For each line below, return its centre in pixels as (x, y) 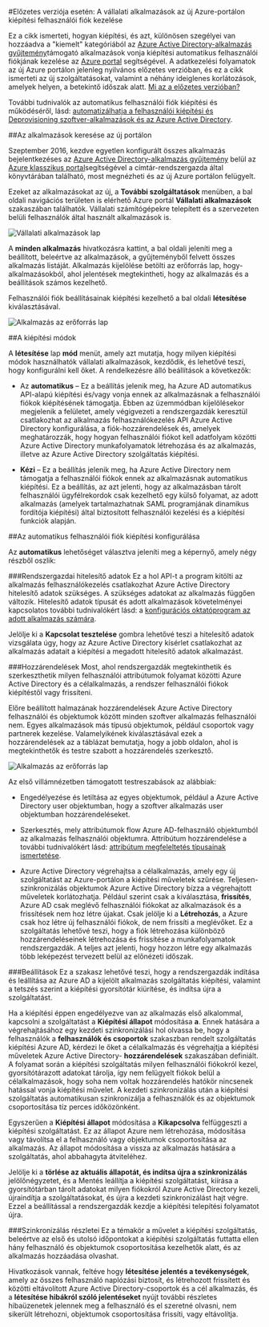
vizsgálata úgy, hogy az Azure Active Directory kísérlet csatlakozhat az (125, 643)
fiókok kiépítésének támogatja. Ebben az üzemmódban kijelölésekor (132, 403)
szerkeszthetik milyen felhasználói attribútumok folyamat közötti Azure (125, 675)
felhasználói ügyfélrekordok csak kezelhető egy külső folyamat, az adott (139, 495)
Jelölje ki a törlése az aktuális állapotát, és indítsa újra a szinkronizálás (128, 1172)
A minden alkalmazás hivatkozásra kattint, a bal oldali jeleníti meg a (120, 248)
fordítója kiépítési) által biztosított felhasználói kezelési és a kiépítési (132, 512)
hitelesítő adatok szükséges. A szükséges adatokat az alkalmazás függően (132, 593)
